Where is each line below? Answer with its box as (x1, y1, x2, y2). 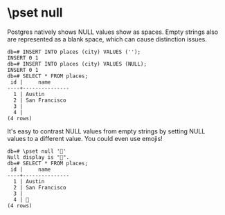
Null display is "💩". (7, 153, 70, 160)
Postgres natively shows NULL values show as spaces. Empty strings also (7, 28, 219, 36)
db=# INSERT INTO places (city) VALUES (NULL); (7, 60, 147, 67)
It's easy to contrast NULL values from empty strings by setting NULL (7, 127, 206, 135)
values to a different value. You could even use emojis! (7, 134, 163, 142)
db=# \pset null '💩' (7, 147, 67, 155)
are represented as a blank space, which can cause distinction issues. (7, 35, 208, 43)
